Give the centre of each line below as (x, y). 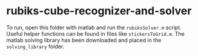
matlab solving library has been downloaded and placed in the (84, 40)
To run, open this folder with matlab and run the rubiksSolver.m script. (94, 27)
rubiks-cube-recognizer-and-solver (99, 11)
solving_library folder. (35, 46)
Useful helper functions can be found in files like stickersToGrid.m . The (95, 33)
